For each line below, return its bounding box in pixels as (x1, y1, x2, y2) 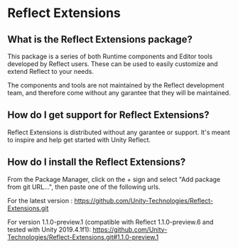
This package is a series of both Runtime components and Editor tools (7, 52, 213, 60)
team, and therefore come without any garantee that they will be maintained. (7, 89, 231, 97)
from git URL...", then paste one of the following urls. (7, 183, 161, 191)
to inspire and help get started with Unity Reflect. (7, 135, 151, 144)
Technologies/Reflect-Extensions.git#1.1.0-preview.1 (7, 232, 159, 241)
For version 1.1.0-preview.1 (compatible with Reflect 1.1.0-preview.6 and (7, 217, 214, 226)
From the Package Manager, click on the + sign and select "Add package (7, 175, 221, 183)
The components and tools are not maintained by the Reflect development (7, 81, 225, 90)
